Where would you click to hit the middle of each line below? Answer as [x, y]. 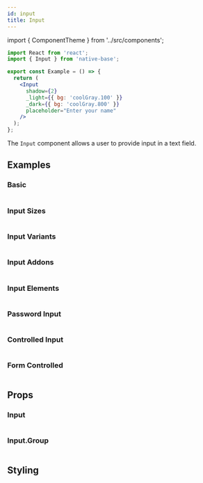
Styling [23, 470]
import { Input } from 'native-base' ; [63, 59]
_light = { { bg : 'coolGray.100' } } [74, 97]
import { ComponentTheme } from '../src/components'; [86, 40]
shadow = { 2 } [41, 91]
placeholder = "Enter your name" [71, 111]
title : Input [26, 20]
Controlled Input [35, 340]
